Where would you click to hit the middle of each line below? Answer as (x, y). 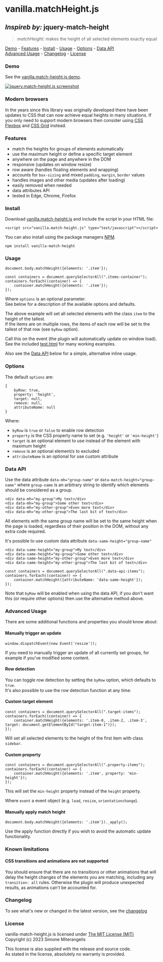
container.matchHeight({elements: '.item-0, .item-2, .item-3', (81, 720)
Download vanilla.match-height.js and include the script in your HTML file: (80, 219)
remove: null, (28, 403)
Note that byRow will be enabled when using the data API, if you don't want (79, 593)
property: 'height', (35, 395)
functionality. (18, 837)
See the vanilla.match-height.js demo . (43, 77)
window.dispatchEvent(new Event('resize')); (51, 643)
